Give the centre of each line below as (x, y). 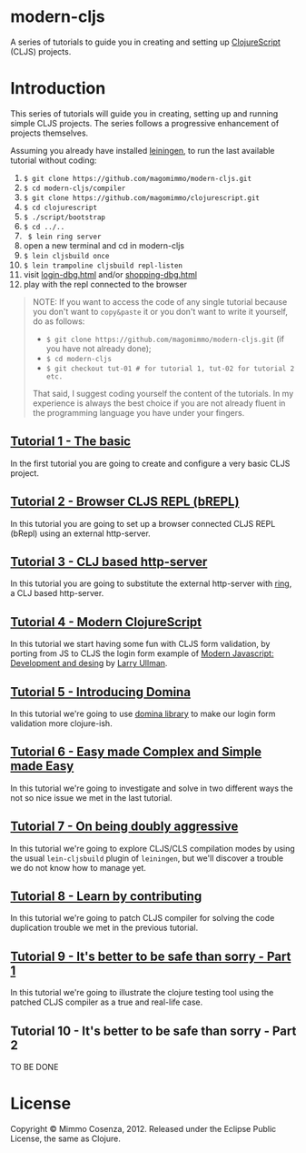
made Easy (42, 766)
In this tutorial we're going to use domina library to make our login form (143, 713)
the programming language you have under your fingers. (138, 412)
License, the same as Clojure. (65, 1138)
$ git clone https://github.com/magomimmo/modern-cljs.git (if (165, 339)
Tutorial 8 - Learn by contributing (106, 896)
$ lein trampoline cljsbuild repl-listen (103, 266)
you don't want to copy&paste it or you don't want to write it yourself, (160, 311)
